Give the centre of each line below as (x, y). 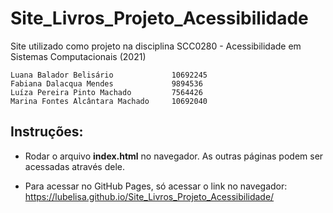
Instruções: (47, 132)
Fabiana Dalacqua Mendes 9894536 (106, 83)
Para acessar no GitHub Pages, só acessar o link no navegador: (156, 186)
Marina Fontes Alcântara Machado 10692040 (109, 101)
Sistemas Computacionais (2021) (78, 56)
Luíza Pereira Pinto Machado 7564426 (106, 92)
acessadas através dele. (74, 166)
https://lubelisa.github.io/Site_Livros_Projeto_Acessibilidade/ (149, 196)
